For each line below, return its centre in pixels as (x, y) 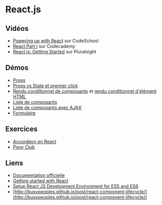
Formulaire (24, 113)
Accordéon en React (34, 141)
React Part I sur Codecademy (44, 46)
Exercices (21, 129)
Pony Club (24, 147)
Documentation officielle (39, 175)
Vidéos (17, 29)
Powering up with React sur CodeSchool (56, 41)
